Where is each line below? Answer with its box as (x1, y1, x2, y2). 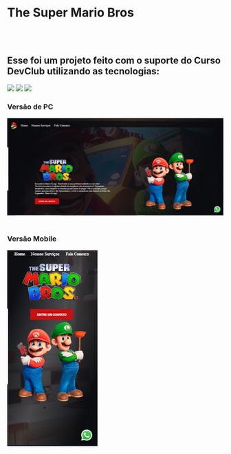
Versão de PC (7, 102, 54, 111)
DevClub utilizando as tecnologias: (7, 65, 160, 77)
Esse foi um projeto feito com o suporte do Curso (7, 55, 221, 67)
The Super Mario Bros (7, 5, 134, 21)
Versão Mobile (7, 234, 57, 244)
